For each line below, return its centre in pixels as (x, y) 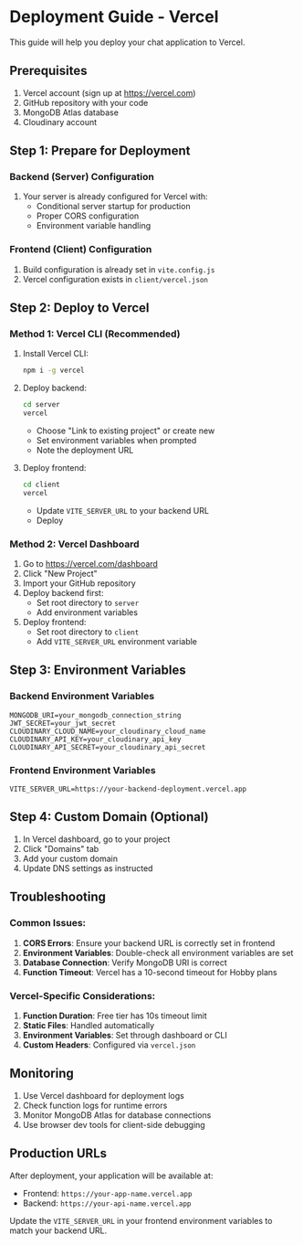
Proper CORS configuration (88, 216)
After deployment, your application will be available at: (111, 1176)
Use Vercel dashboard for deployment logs (103, 1095)
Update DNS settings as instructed (88, 868)
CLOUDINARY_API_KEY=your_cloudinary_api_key (95, 739)
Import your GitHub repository (79, 583)
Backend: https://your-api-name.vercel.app (107, 1203)
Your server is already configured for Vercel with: (115, 197)
